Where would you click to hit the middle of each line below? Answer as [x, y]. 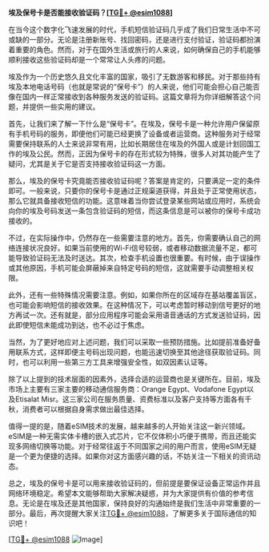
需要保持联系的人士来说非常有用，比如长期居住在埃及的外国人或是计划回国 [131, 144]
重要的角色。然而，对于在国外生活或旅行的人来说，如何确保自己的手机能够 [138, 50]
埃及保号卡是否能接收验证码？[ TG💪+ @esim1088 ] [91, 12]
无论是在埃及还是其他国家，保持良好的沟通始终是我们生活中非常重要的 [138, 503]
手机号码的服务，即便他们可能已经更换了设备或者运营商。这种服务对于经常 [138, 134]
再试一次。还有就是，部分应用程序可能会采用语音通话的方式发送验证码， [134, 315]
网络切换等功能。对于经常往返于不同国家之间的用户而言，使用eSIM [132, 446]
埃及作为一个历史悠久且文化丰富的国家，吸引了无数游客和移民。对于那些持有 [134, 77]
